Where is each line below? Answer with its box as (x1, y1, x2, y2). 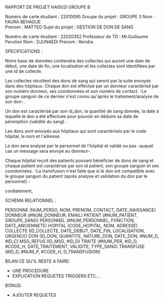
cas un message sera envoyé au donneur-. (5, 148, 92, 154)
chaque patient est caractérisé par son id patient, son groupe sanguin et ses (5, 163, 159, 168)
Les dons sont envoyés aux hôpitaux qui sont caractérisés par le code (5, 128, 146, 134)
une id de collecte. (5, 68, 43, 74)
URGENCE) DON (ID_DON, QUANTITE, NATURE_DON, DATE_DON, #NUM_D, (5, 233, 159, 239)
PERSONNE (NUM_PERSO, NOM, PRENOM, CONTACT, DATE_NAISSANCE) (5, 207, 156, 213)
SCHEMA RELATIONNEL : (5, 197, 56, 203)
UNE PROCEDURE (12, 268, 49, 274)
